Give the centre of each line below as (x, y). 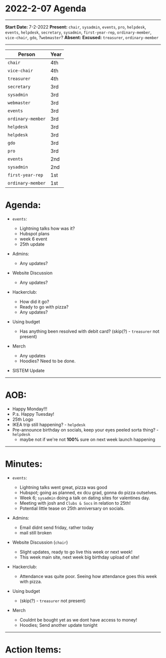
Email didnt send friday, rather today (57, 527)
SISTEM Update (28, 370)
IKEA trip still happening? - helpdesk (49, 424)
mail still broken (36, 532)
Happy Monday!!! (30, 409)
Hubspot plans (35, 233)
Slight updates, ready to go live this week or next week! (76, 552)
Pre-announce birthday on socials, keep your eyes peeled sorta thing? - (85, 430)
